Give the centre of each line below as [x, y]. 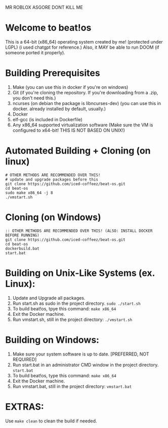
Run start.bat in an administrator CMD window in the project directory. [86, 365]
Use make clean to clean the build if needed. [51, 421]
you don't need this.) [34, 98]
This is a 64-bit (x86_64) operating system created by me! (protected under [84, 42]
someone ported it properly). [35, 52]
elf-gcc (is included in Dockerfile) [47, 119]
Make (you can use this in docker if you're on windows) [70, 87]
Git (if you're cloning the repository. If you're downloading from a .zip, [85, 92]
